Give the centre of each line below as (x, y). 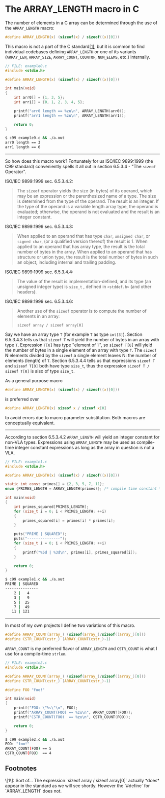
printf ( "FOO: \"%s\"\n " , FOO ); (46, 708)
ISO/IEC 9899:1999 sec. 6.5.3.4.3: (39, 227)
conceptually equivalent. (30, 423)
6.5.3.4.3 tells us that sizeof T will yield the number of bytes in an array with (82, 340)
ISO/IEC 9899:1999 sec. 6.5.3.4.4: (39, 272)
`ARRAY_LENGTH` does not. (33, 791)
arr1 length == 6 (23, 147)
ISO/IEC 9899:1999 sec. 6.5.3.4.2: (39, 181)
